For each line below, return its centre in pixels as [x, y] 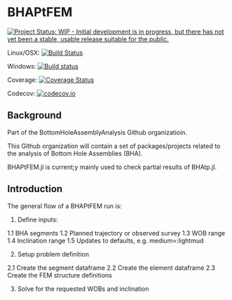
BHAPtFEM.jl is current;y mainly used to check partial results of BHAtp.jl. [112, 167]
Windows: [22, 66]
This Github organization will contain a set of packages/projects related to [114, 146]
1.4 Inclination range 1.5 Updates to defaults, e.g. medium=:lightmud [105, 240]
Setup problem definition [53, 254]
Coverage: [22, 80]
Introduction [35, 189]
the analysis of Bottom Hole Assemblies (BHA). [75, 153]
